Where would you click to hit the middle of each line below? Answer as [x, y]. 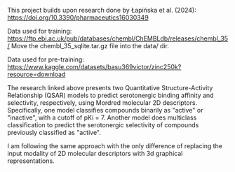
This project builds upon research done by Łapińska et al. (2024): [102, 10]
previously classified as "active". [54, 132]
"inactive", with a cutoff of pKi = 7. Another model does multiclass [102, 117]
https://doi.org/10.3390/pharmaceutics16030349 [78, 17]
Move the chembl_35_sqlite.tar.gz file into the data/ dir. [90, 46]
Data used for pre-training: [46, 59]
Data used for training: [40, 31]
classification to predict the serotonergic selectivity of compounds [103, 125]
